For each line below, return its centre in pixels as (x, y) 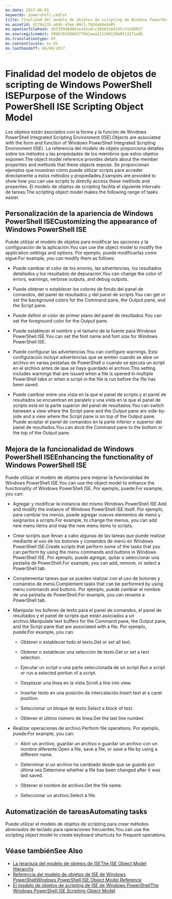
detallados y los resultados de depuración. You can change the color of (87, 274)
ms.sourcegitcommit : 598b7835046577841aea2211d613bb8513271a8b (74, 34)
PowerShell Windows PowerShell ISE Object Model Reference (77, 879)
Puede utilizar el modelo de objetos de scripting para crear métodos (77, 824)
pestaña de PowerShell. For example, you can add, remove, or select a (86, 563)
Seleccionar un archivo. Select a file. (58, 796)
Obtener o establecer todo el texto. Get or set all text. (76, 642)
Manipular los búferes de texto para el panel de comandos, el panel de (87, 610)
